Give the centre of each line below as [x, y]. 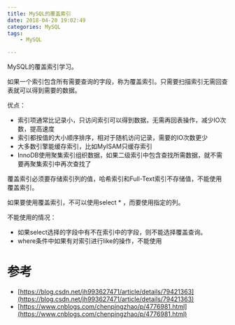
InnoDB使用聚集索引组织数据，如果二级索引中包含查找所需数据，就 [114, 155]
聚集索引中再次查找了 [60, 164]
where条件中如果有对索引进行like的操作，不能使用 [90, 241]
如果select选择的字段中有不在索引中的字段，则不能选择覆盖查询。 [112, 233]
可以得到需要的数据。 [50, 90]
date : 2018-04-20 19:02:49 [47, 20]
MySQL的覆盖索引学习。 [43, 67]
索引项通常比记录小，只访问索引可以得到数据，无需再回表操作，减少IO [119, 120]
